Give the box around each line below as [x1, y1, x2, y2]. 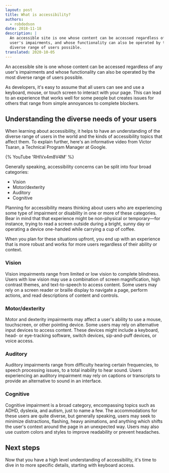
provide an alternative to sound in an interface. [5, 378, 102, 384]
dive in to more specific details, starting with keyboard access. [5, 462, 135, 468]
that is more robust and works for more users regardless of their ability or [5, 241, 157, 247]
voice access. [5, 338, 34, 344]
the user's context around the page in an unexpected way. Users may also [5, 424, 159, 430]
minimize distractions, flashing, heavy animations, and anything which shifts [5, 418, 163, 424]
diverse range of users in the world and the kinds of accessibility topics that [5, 133, 162, 139]
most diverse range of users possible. [5, 74, 84, 80]
